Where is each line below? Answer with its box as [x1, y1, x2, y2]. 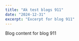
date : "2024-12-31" [5, 12, 46, 17]
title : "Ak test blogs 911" [5, 7, 64, 12]
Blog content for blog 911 [5, 30, 56, 36]
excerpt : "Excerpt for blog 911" [5, 16, 75, 21]
